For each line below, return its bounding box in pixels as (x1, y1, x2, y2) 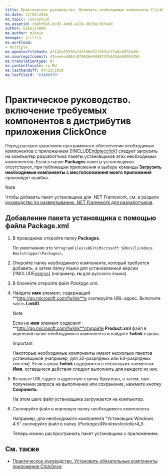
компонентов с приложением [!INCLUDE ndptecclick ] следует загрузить (5, 148, 158, 154)
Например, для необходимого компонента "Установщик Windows (12, 415, 153, 421)
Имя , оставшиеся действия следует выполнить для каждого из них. (12, 366, 158, 372)
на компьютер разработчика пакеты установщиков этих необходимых (5, 153, 156, 159)
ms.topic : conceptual (5, 17, 50, 22)
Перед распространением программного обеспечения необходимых (5, 142, 155, 148)
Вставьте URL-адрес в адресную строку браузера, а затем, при (12, 375, 149, 381)
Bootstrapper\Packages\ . (12, 250, 63, 256)
